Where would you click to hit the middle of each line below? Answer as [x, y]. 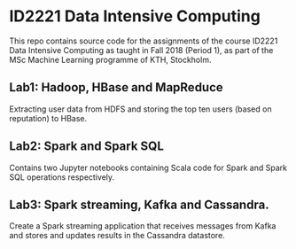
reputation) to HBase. [48, 118]
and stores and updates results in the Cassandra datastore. [117, 236]
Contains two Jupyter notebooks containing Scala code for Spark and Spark [148, 167]
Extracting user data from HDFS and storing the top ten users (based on [140, 109]
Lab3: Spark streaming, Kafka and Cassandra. [139, 204]
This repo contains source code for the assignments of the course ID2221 [144, 41]
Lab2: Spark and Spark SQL [86, 147]
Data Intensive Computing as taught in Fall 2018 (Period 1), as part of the [141, 50]
